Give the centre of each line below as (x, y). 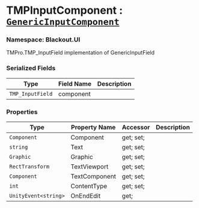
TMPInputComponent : (65, 10)
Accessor (136, 128)
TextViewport (90, 167)
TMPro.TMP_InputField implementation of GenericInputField (81, 53)
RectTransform (29, 167)
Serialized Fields (31, 68)
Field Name (75, 83)
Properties (22, 111)
